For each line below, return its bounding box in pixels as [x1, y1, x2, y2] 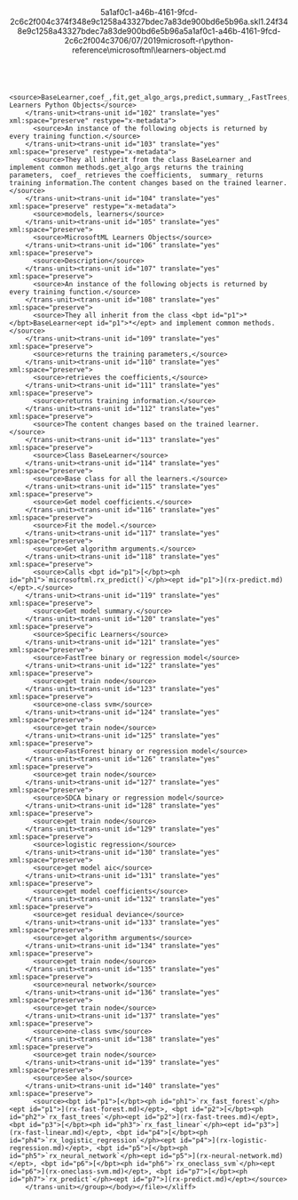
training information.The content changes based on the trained [9, 179, 252, 188]
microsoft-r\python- [161, 36, 234, 45]
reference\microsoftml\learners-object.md [72, 44, 226, 55]
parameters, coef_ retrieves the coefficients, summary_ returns [9, 171, 264, 180]
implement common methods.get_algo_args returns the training [9, 163, 244, 172]
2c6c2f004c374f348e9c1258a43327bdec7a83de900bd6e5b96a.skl [10, 16, 261, 27]
